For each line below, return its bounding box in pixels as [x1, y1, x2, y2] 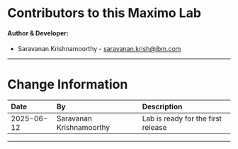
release [142, 123, 167, 133]
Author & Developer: [7, 28, 69, 37]
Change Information [7, 76, 128, 92]
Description [142, 101, 183, 111]
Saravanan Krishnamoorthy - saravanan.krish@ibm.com [17, 45, 181, 53]
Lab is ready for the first [142, 114, 222, 123]
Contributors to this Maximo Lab [7, 5, 202, 21]
